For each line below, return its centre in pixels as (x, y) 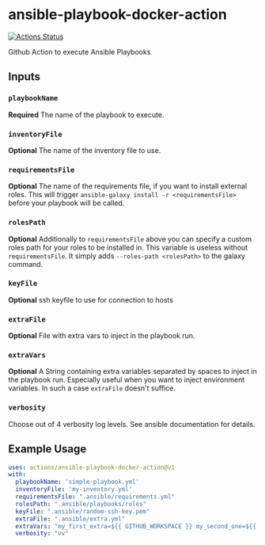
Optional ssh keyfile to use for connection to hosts (91, 299)
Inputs (25, 77)
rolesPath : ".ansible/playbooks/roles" (81, 504)
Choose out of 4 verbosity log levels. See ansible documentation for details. (132, 424)
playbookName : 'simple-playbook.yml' (78, 482)
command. (26, 264)
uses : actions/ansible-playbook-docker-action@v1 (92, 467)
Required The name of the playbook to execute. (86, 114)
